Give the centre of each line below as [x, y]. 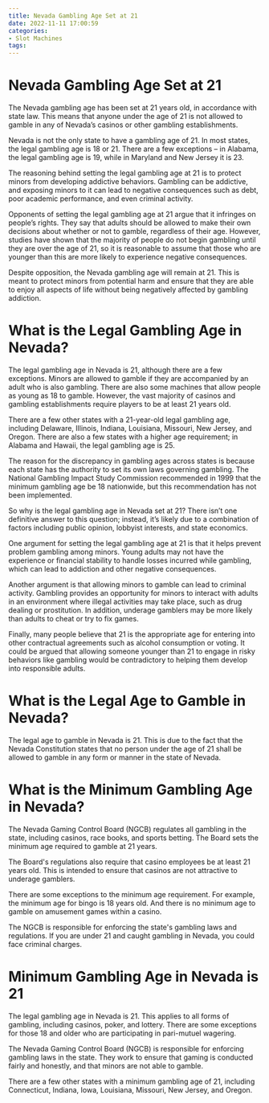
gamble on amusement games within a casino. [85, 911]
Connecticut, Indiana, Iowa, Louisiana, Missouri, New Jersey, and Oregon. [130, 1089]
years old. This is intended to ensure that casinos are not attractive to [123, 870]
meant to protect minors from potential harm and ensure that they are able [131, 281]
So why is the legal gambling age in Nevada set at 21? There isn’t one [123, 510]
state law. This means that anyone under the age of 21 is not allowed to [126, 117]
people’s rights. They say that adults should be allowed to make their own [130, 223]
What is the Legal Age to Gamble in [127, 701]
